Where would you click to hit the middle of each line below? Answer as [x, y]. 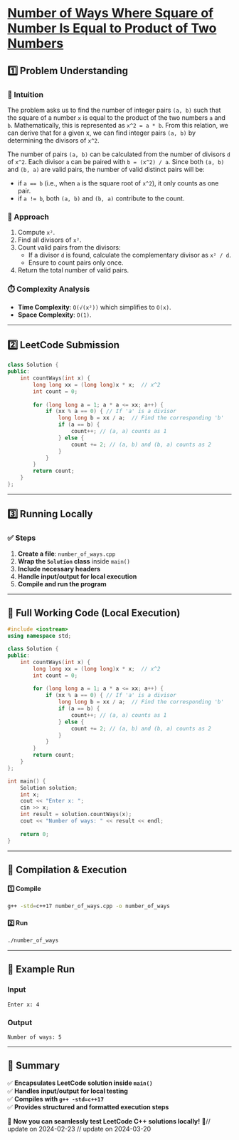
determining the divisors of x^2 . [53, 140]
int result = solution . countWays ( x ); [76, 815]
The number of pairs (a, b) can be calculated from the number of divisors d [119, 154]
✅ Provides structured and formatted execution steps [88, 1106]
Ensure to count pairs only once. [76, 263]
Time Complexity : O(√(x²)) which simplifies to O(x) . [95, 307]
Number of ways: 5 [34, 1037]
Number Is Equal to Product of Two [112, 28]
